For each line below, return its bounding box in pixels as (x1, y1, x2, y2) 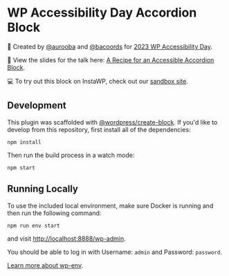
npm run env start (7, 222, 60, 229)
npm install (7, 138, 42, 146)
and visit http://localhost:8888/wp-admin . (7, 234, 126, 243)
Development (7, 100, 67, 111)
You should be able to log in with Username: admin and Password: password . (7, 248, 223, 256)
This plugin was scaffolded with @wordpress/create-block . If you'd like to (7, 118, 218, 126)
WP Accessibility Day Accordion (7, 5, 197, 21)
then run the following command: (7, 209, 102, 217)
